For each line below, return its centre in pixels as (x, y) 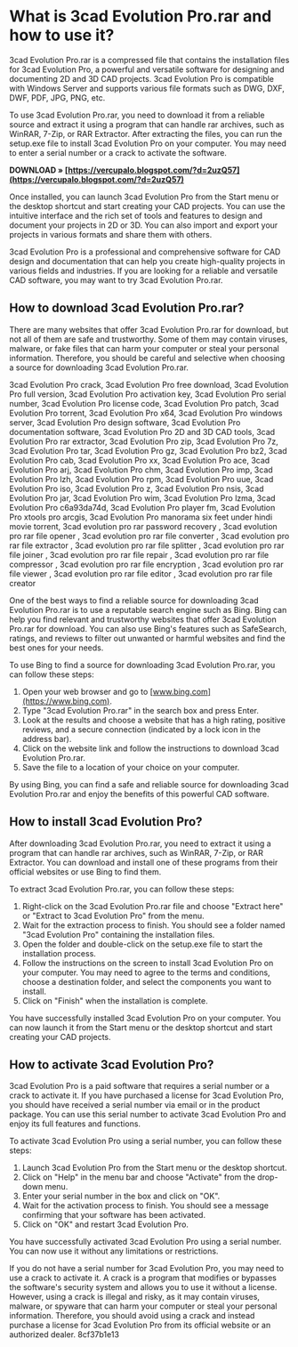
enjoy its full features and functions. (75, 1124)
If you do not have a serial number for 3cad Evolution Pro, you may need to (147, 1269)
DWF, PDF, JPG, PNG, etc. (57, 97)
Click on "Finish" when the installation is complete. (115, 1000)
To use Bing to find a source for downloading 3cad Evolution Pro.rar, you (142, 665)
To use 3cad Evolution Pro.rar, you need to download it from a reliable (137, 115)
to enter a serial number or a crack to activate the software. (118, 152)
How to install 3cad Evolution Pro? (106, 822)
